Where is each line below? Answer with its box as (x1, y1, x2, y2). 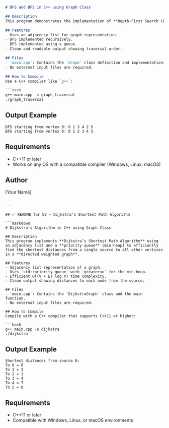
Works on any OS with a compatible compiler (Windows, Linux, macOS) (12, 161, 161, 167)
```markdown (5, 221, 30, 226)
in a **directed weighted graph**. (5, 252, 80, 257)
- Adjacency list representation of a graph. (5, 265, 102, 270)
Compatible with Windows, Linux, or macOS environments (12, 417, 133, 423)
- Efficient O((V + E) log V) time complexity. (5, 274, 107, 279)
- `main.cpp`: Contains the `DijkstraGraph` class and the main (5, 291, 143, 297)
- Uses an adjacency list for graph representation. (5, 32, 118, 37)
